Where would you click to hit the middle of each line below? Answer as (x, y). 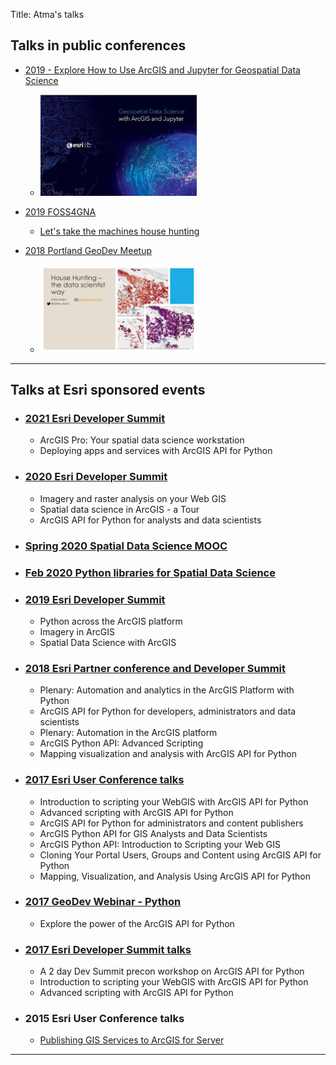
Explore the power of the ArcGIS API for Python (137, 923)
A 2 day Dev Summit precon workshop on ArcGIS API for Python (172, 971)
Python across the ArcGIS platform (111, 621)
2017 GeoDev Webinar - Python (103, 902)
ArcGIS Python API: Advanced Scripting (121, 743)
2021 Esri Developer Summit (95, 419)
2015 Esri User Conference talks (104, 1019)
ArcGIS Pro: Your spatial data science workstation (142, 440)
